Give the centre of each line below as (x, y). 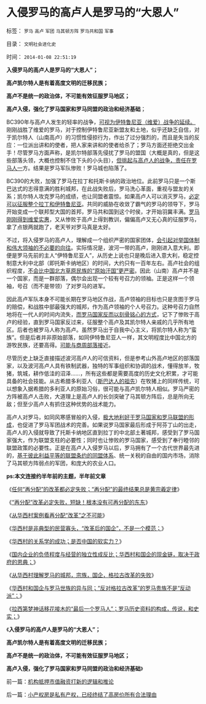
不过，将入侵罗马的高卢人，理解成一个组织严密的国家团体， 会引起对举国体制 (103, 240)
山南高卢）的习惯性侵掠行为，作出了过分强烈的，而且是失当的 (116, 137)
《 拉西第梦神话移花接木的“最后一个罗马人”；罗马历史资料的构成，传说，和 (100, 608)
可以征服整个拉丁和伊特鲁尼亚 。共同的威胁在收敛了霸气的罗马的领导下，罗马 (103, 204)
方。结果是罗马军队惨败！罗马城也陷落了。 (76, 168)
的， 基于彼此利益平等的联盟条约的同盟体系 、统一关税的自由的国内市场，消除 (103, 455)
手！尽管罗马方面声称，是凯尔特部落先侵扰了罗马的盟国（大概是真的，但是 (100, 152)
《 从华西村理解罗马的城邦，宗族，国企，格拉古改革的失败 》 (82, 575)
